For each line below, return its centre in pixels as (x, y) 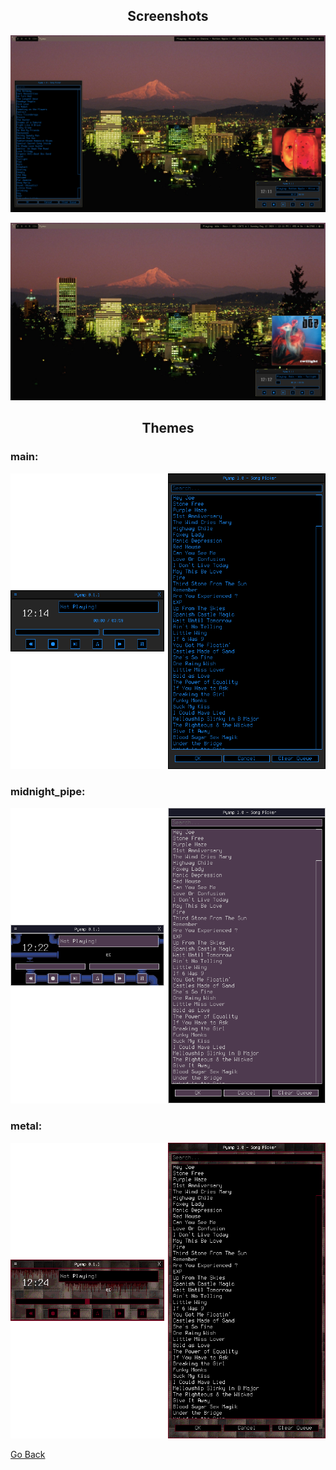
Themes (168, 428)
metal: (26, 1126)
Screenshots (168, 16)
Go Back (28, 1454)
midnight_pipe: (48, 791)
